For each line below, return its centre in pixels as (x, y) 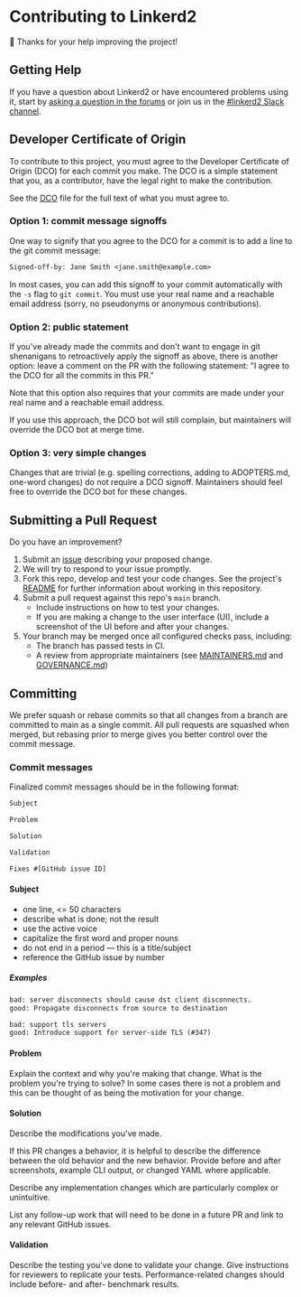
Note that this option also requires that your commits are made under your (147, 393)
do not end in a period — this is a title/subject (107, 947)
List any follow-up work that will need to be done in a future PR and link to (146, 1214)
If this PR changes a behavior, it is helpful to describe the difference (135, 1151)
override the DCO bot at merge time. (77, 430)
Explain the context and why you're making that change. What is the (136, 1073)
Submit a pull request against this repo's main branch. (122, 598)
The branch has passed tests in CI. (100, 646)
